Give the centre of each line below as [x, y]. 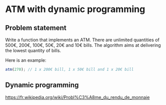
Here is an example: [26, 60]
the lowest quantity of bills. [33, 50]
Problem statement [36, 28]
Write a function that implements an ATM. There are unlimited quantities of [82, 40]
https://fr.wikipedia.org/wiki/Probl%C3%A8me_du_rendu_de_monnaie [77, 97]
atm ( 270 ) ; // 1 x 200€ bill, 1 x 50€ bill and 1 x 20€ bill [70, 69]
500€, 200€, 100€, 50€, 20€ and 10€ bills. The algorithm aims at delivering [83, 45]
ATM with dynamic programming [75, 9]
